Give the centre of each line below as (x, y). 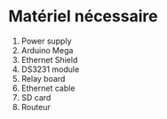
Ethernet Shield (49, 59)
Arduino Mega (47, 50)
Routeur (36, 107)
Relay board (43, 78)
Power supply (46, 41)
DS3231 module (50, 69)
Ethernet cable (48, 88)
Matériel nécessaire (83, 16)
